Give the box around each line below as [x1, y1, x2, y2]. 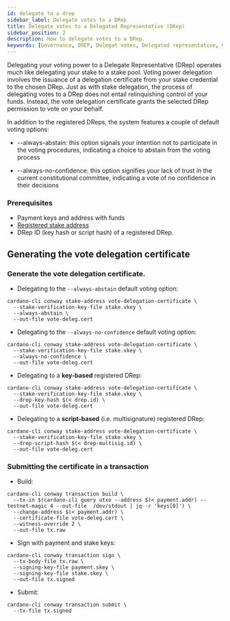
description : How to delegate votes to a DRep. [7, 36, 146, 43]
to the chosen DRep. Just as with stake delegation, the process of [7, 83, 193, 91]
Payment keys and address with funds [16, 214, 125, 222]
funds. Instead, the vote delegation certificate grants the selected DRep [7, 98, 209, 105]
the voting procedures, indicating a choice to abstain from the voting [16, 146, 211, 154]
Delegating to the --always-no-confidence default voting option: [16, 328, 197, 336]
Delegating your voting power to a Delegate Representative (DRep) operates [7, 61, 222, 69]
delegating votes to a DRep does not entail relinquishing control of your [7, 90, 208, 98]
